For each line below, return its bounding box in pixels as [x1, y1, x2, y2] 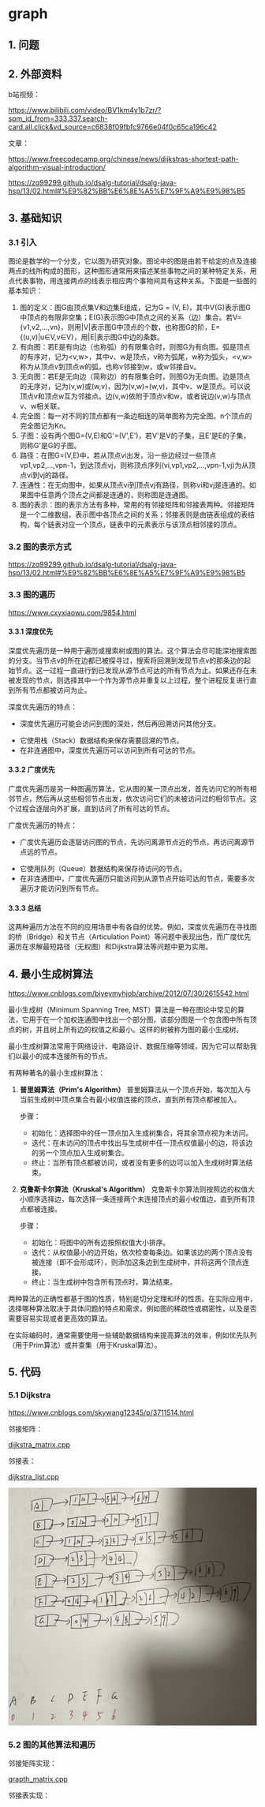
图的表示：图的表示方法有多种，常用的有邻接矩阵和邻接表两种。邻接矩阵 [19, 500, 255, 510]
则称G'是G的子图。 [19, 441, 81, 451]
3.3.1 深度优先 [8, 627, 54, 636]
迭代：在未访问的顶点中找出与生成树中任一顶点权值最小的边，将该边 [31, 1138, 253, 1148]
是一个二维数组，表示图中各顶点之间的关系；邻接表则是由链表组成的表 [19, 510, 248, 519]
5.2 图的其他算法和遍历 [8, 1739, 96, 1750]
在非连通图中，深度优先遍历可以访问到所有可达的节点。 [19, 745, 200, 754]
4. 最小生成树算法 [8, 967, 93, 981]
